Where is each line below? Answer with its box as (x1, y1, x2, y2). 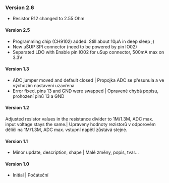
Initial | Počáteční (12, 172, 49, 178)
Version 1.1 (5, 138, 28, 144)
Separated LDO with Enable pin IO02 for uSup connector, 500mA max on (12, 49, 164, 55)
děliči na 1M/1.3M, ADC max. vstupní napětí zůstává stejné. (5, 127, 128, 133)
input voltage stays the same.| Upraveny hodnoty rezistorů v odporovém (5, 121, 156, 127)
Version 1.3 (5, 66, 29, 72)
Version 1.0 (5, 161, 29, 167)
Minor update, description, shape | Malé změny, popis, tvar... (12, 149, 139, 155)
